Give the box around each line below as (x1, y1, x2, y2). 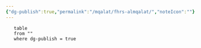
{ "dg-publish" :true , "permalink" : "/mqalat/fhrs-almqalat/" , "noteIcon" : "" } (5, 8, 196, 15)
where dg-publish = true (13, 35, 77, 42)
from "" (13, 31, 33, 37)
